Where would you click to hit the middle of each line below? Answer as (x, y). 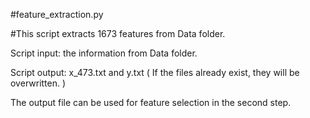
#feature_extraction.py (57, 14)
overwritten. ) (38, 83)
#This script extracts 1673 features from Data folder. (118, 33)
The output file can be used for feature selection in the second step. (151, 102)
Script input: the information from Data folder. (104, 53)
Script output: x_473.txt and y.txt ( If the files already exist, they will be (155, 72)
